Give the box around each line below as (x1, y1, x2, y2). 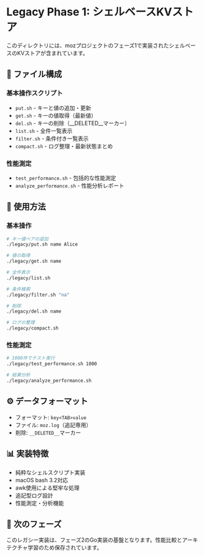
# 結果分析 (6, 372, 31, 378)
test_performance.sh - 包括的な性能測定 (15, 174, 116, 181)
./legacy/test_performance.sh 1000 (6, 361, 97, 367)
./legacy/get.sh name (6, 258, 62, 265)
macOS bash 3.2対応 (15, 476, 69, 483)
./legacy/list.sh (6, 275, 51, 281)
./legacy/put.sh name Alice (6, 241, 78, 248)
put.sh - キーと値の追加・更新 (15, 104, 92, 112)
